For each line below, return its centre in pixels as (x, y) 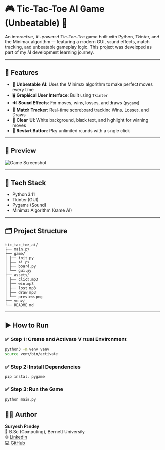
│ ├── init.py (20, 258)
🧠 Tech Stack (26, 183)
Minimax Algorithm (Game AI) (42, 210)
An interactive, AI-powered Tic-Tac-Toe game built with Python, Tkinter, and (82, 37)
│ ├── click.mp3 (22, 280)
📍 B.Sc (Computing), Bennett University (45, 432)
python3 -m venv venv (27, 349)
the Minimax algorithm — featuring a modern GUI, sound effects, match (77, 41)
